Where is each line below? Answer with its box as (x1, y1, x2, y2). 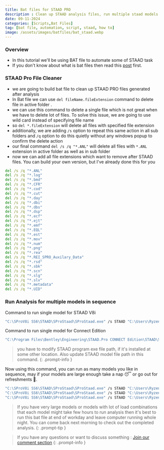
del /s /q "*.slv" (5, 277, 42, 282)
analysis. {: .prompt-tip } (17, 425, 66, 430)
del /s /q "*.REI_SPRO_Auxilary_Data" (5, 255, 84, 260)
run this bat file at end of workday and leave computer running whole (17, 414, 156, 420)
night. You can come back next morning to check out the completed (17, 420, 154, 425)
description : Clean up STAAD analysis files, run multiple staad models (5, 12, 159, 17)
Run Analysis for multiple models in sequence (5, 299, 116, 305)
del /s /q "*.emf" (5, 223, 42, 228)
